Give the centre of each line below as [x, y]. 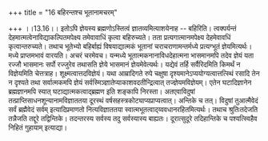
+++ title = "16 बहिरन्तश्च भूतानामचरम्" [63, 12]
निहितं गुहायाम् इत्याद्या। [38, 127]
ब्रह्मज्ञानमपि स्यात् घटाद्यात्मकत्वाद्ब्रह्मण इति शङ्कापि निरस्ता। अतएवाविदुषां [102, 91]
